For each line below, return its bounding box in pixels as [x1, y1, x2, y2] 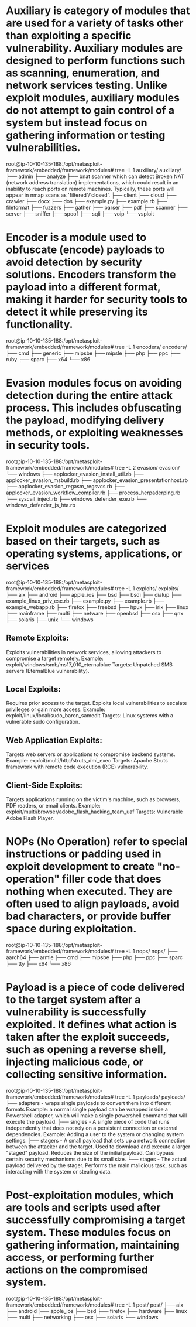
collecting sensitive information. [6, 1068, 168, 1081]
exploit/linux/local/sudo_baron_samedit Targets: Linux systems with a [6, 712, 174, 719]
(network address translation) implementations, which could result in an [6, 179, 179, 186]
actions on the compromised [6, 1263, 148, 1277]
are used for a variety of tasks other [6, 16, 184, 30]
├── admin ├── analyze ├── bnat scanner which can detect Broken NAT [6, 173, 184, 180]
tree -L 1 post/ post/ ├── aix [115, 1301, 184, 1308]
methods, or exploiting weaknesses [6, 426, 183, 440]
